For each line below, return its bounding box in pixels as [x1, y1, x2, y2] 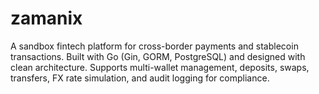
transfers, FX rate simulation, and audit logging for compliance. [10, 72, 270, 84]
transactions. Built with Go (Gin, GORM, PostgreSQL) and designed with [10, 50, 306, 62]
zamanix [10, 7, 83, 30]
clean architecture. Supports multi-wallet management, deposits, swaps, [10, 61, 310, 73]
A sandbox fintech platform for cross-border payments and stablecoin [10, 40, 299, 52]
